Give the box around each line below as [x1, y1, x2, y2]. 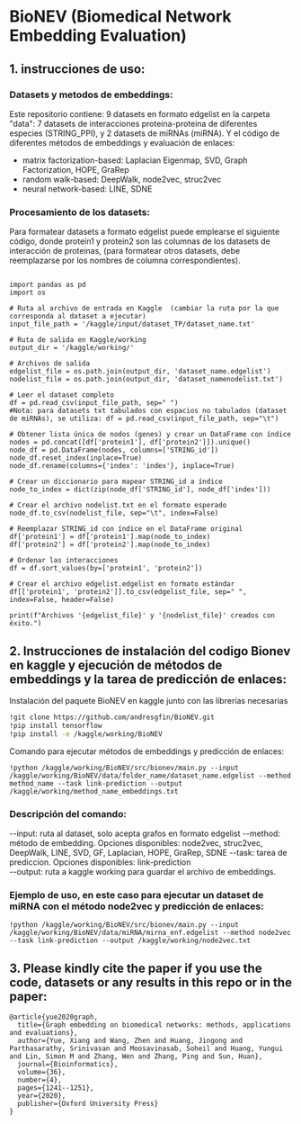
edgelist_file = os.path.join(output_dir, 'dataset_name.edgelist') [9, 367, 271, 376]
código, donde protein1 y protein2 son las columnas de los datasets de [9, 236, 271, 247]
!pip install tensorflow [9, 721, 102, 730]
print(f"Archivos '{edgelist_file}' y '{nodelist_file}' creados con [9, 611, 276, 620]
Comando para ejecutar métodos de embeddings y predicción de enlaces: [9, 745, 285, 757]
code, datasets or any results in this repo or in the [9, 975, 292, 990]
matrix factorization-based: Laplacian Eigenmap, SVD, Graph [22, 155, 248, 166]
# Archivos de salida [9, 359, 91, 368]
